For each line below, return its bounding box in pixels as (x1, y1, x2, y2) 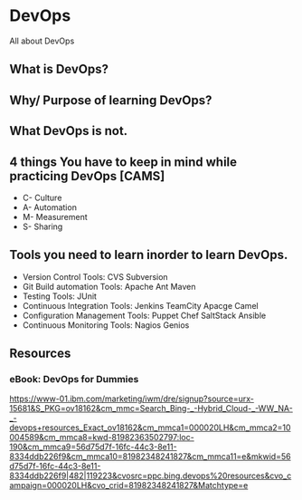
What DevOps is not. (9, 123, 128, 139)
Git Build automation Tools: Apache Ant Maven (22, 281, 196, 292)
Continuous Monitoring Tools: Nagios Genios (22, 319, 190, 331)
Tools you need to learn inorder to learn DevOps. (9, 247, 288, 263)
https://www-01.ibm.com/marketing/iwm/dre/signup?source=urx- (9, 393, 255, 404)
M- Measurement (22, 211, 88, 222)
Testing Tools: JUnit (22, 291, 98, 302)
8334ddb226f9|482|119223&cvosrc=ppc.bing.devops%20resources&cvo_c (9, 470, 292, 481)
